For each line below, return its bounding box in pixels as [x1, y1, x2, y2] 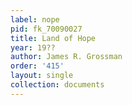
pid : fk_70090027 [10, 24, 83, 34]
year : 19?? [10, 42, 56, 53]
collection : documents [10, 80, 105, 90]
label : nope [10, 14, 60, 25]
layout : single [10, 71, 74, 81]
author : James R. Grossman [10, 52, 123, 62]
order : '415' [10, 61, 65, 71]
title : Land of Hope [10, 33, 97, 43]
